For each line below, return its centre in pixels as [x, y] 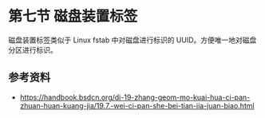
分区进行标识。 [33, 49]
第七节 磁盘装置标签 [73, 16]
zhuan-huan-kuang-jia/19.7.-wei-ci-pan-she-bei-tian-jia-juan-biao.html [137, 105]
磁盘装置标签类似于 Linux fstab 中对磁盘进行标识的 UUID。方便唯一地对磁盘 [132, 40]
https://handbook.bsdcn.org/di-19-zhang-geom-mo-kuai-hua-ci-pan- [135, 97]
